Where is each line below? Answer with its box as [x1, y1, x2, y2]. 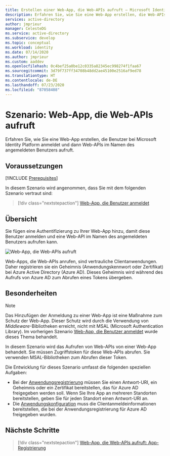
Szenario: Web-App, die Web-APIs [5, 109, 153, 120]
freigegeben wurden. [12, 411, 57, 417]
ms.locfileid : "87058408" [5, 87, 60, 92]
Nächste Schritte [5, 426, 60, 435]
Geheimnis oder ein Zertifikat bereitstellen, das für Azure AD [12, 384, 139, 390]
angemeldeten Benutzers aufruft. [5, 147, 74, 153]
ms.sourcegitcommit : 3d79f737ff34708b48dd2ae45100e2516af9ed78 [5, 69, 142, 74]
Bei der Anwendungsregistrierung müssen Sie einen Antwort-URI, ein [12, 379, 157, 385]
